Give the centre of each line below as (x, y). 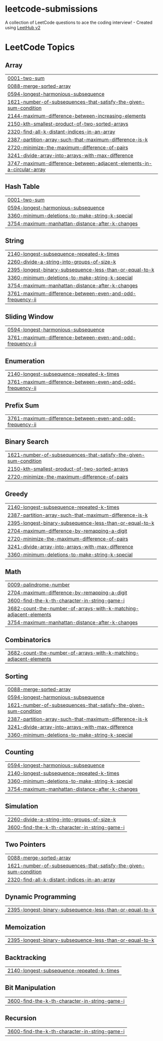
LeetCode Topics (40, 47)
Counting (19, 752)
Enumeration (25, 361)
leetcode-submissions (51, 9)
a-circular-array (27, 169)
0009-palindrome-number (39, 585)
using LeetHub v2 (23, 27)
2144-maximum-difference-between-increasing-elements (77, 116)
